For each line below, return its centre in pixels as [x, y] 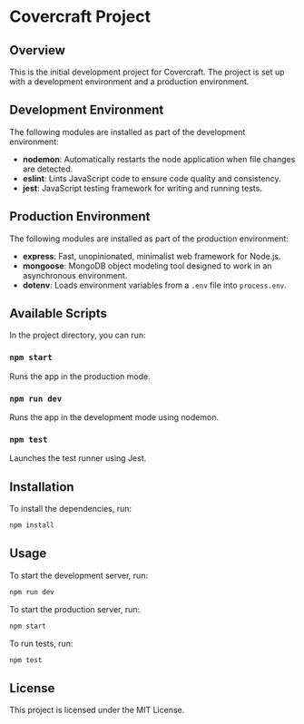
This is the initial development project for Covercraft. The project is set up [147, 72]
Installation [42, 487]
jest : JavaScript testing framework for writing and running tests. [142, 188]
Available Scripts [58, 313]
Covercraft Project [80, 17]
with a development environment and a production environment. [129, 82]
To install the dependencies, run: [71, 509]
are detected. [48, 169]
